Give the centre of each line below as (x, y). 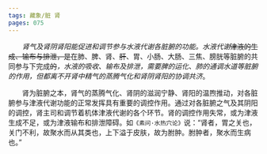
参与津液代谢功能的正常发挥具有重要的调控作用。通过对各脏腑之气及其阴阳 (136, 103)
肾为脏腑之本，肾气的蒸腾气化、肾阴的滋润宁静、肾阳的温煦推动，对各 (137, 92)
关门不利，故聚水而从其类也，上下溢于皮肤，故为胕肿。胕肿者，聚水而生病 (130, 132)
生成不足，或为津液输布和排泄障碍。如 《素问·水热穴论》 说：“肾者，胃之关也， (132, 122)
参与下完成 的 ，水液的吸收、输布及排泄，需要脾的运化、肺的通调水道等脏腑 (136, 66)
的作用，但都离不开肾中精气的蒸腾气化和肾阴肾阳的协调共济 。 (109, 76)
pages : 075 (26, 23)
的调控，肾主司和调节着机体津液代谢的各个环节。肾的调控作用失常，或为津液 (133, 112)
